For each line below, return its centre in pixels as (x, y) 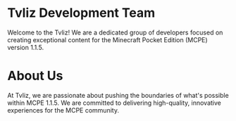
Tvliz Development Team (81, 13)
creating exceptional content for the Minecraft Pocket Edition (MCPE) (107, 39)
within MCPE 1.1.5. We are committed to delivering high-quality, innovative (114, 103)
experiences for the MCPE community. (63, 110)
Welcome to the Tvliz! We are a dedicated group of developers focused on (115, 32)
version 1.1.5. (26, 47)
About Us (35, 76)
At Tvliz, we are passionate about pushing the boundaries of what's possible (118, 95)
